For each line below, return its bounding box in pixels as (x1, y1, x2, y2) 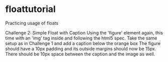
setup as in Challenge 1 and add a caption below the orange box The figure (5, 40, 161, 46)
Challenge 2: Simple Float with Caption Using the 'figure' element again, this (5, 29, 163, 35)
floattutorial (5, 3, 56, 15)
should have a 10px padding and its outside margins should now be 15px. (5, 45, 156, 51)
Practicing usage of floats (5, 20, 59, 26)
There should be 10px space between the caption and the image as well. (5, 51, 155, 57)
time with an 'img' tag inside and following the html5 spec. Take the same (5, 35, 157, 41)
